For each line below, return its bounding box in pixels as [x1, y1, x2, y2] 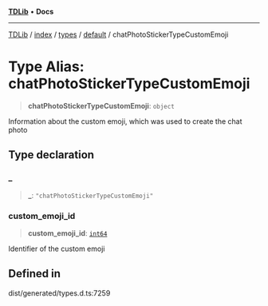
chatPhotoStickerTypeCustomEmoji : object [27, 101, 175, 110]
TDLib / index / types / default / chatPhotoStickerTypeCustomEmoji [8, 30, 229, 39]
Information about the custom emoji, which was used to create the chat [8, 116, 242, 126]
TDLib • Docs [8, 7, 54, 16]
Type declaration [8, 148, 94, 162]
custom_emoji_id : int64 [27, 228, 108, 238]
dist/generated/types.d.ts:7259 [8, 288, 111, 298]
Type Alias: [8, 58, 85, 76]
